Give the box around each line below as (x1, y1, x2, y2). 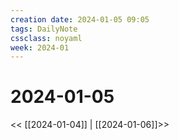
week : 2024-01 (10, 42, 70, 53)
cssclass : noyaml (10, 33, 83, 43)
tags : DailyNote (10, 24, 78, 34)
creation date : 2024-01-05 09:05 (10, 14, 150, 25)
